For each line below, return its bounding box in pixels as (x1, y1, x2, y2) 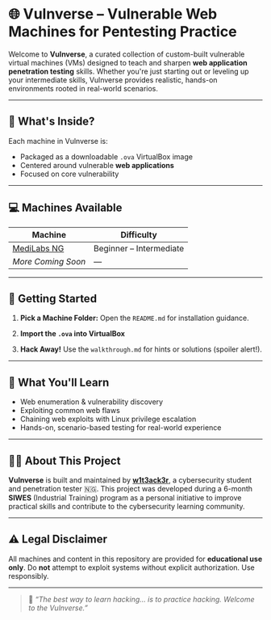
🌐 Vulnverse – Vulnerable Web (8, 5, 218, 23)
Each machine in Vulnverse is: (8, 136, 108, 146)
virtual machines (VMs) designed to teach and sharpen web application (8, 57, 248, 67)
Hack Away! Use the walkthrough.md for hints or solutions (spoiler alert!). (19, 344, 262, 354)
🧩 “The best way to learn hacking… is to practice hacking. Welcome (27, 594, 256, 604)
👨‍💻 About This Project (8, 453, 121, 467)
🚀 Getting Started (8, 292, 98, 306)
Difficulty (120, 229, 157, 240)
